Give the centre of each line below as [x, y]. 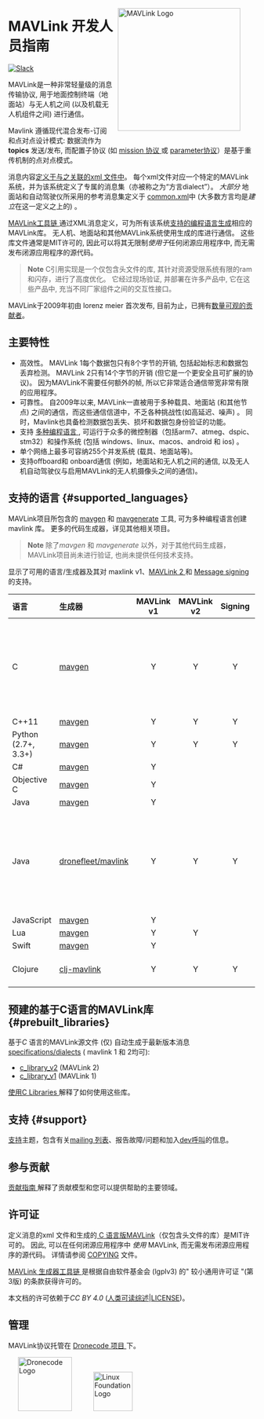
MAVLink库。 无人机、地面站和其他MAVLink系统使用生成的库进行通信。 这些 [131, 233]
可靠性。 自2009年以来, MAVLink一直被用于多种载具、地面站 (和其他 [130, 402]
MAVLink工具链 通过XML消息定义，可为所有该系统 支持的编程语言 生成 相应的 [130, 222]
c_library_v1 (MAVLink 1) [58, 1076]
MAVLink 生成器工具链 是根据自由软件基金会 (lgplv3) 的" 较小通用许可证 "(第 [131, 1271]
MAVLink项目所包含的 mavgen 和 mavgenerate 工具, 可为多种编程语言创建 [127, 519]
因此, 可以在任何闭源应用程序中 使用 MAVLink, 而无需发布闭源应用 [136, 1245]
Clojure [25, 969]
